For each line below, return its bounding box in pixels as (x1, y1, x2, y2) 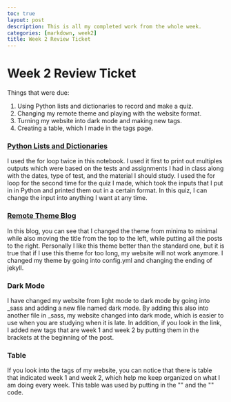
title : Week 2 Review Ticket (7, 36, 91, 43)
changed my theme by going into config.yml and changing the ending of (7, 256, 212, 264)
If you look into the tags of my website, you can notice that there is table (7, 366, 212, 374)
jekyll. (7, 264, 24, 272)
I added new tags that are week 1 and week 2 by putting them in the (7, 326, 199, 334)
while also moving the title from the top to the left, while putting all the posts (7, 234, 223, 242)
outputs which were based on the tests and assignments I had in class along (7, 164, 224, 173)
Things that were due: (7, 89, 70, 97)
